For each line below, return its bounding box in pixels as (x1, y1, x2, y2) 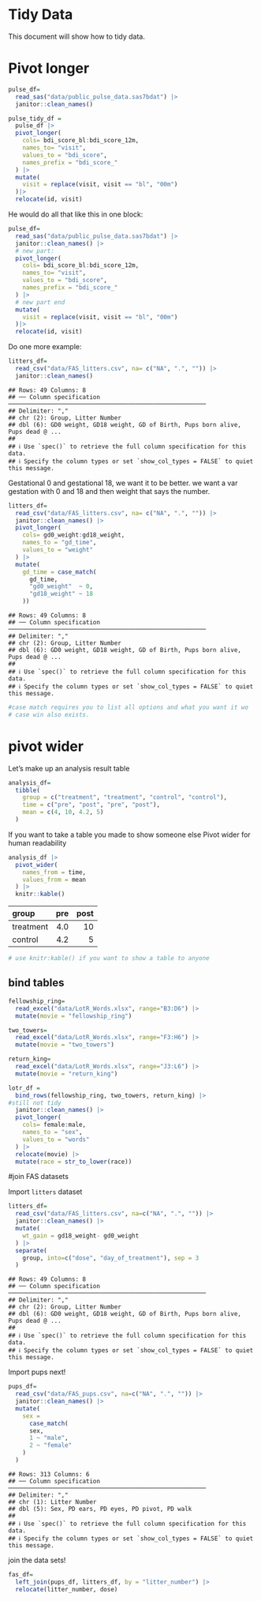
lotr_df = (8, 1084, 41, 1092)
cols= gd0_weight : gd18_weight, (22, 531, 125, 539)
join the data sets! (8, 1555, 66, 1565)
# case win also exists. (8, 710, 90, 718)
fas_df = (8, 1570, 34, 1578)
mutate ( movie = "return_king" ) (15, 1069, 118, 1078)
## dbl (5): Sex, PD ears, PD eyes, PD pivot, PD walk (8, 1505, 192, 1512)
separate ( (15, 1246, 47, 1254)
